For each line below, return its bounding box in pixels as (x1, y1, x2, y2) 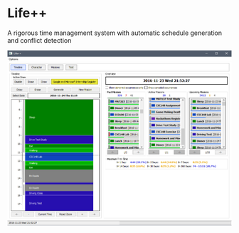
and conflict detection (7, 36, 72, 44)
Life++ (7, 5, 48, 21)
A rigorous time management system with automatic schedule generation (7, 29, 223, 37)
